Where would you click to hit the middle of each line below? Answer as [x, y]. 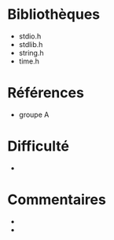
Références [46, 93]
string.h [31, 53]
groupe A [34, 115]
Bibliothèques [53, 15]
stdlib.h [31, 44]
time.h [29, 61]
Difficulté [39, 146]
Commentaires [57, 200]
